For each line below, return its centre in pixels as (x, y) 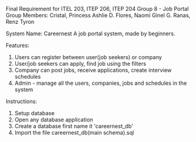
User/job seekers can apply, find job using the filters (80, 64)
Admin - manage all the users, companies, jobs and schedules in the (101, 83)
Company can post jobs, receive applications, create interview (93, 70)
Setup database (34, 113)
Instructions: (21, 101)
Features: (18, 45)
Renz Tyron (20, 22)
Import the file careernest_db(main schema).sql (74, 133)
